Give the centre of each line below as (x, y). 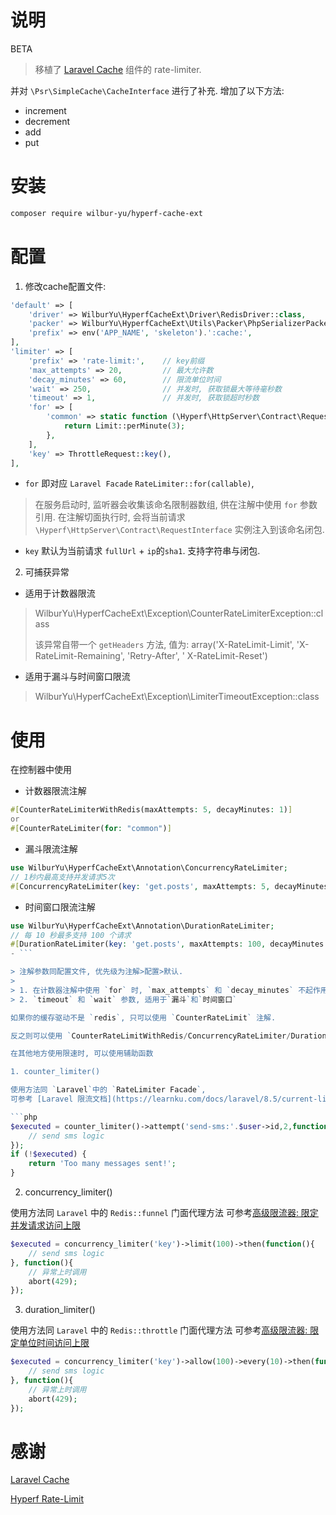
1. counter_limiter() (55, 1072)
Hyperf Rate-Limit (47, 1499)
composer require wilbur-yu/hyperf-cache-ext (106, 213)
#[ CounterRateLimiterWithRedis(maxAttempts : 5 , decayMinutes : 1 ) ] (151, 810)
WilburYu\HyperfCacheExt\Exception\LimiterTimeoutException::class (177, 697)
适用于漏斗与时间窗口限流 (77, 677)
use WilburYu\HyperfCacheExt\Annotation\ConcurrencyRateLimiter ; (149, 868)
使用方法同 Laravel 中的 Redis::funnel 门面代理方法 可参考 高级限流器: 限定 (164, 1212)
